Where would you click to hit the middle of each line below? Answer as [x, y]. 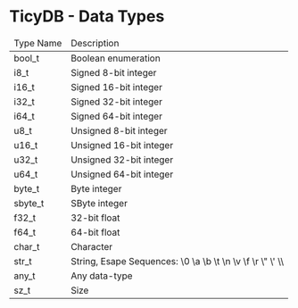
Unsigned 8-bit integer [119, 130]
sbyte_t [29, 203]
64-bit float [95, 232]
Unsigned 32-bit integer [122, 160]
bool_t [27, 58]
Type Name [38, 43]
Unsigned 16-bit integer [122, 145]
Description [95, 43]
